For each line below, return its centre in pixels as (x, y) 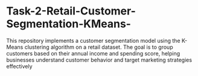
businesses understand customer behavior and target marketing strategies (99, 60)
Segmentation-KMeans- (69, 24)
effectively (19, 66)
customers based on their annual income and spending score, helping (93, 53)
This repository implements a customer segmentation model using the (93, 40)
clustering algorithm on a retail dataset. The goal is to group (99, 47)
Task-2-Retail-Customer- (71, 11)
